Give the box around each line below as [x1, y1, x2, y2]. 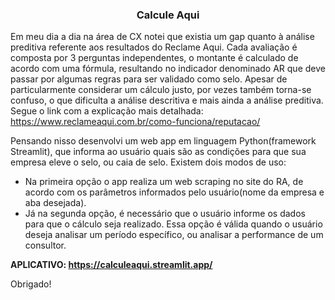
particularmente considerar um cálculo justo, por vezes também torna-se [10, 84, 312, 96]
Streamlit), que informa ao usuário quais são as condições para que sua [10, 146, 307, 158]
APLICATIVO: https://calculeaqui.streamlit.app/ [10, 259, 213, 271]
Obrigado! [10, 278, 52, 290]
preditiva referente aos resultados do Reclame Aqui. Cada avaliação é [10, 41, 298, 53]
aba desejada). [24, 197, 87, 209]
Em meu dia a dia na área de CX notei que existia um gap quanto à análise [10, 31, 315, 43]
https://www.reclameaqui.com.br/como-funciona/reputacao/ [10, 116, 261, 128]
